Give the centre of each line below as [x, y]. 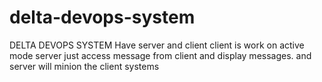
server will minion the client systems [84, 66]
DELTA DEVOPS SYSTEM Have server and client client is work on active [157, 45]
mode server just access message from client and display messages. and [160, 55]
